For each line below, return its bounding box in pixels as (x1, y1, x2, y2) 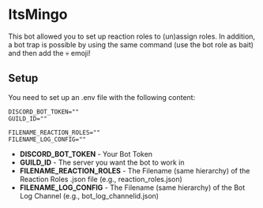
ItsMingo (8, 6, 68, 24)
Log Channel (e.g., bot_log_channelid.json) (19, 191, 160, 200)
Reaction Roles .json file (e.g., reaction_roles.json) (19, 174, 183, 184)
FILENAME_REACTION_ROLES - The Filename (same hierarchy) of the (19, 165, 250, 175)
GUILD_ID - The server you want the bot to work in (19, 158, 185, 167)
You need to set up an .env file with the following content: (8, 92, 196, 102)
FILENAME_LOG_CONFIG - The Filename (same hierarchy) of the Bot (19, 183, 246, 192)
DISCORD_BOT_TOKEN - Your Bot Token (19, 149, 152, 158)
